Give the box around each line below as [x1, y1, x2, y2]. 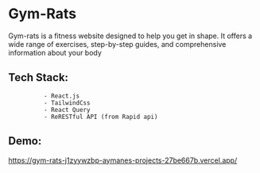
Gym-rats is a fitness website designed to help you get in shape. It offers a [8, 31, 253, 40]
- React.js [43, 92, 80, 100]
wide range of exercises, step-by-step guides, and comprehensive [8, 39, 227, 48]
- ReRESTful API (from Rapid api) [43, 113, 158, 121]
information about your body [8, 48, 102, 57]
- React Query [43, 106, 91, 113]
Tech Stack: [8, 71, 69, 84]
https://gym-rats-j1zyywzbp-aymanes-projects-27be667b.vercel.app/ [8, 156, 238, 165]
